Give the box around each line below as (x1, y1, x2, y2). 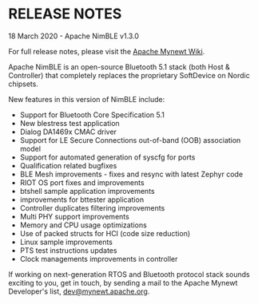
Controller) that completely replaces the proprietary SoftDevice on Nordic (8, 70, 250, 80)
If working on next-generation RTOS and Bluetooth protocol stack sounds (8, 269, 250, 279)
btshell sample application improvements (19, 186, 155, 195)
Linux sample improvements (19, 237, 113, 247)
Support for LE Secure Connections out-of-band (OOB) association (19, 135, 241, 144)
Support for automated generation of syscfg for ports (19, 152, 196, 162)
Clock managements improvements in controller (19, 254, 178, 263)
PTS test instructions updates (19, 245, 117, 255)
